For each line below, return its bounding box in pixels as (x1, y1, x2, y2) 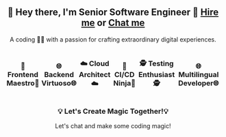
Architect (79, 70, 111, 79)
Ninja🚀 (113, 78, 136, 88)
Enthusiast (138, 70, 175, 79)
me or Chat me (81, 17, 145, 29)
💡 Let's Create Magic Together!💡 (57, 106, 169, 116)
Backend (44, 70, 75, 79)
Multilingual (178, 70, 219, 79)
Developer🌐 (178, 78, 219, 88)
